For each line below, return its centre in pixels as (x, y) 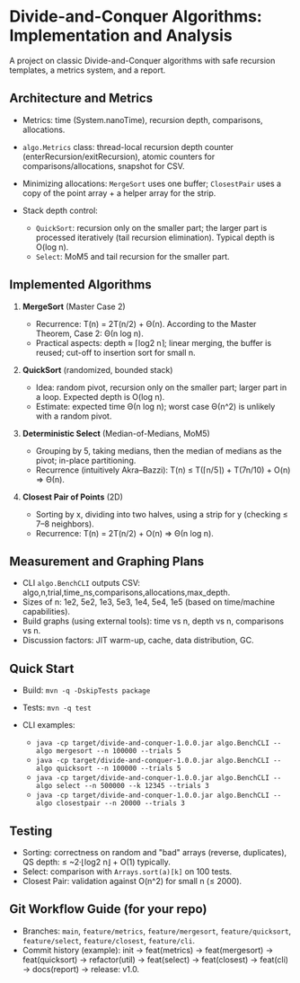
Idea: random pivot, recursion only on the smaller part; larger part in (161, 387)
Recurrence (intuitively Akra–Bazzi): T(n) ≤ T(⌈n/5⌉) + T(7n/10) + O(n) (163, 470)
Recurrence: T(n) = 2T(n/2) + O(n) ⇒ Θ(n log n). (124, 533)
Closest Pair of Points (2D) (73, 497)
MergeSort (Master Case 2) (74, 306)
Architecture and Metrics (81, 98)
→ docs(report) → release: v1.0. (81, 969)
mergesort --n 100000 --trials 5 (119, 751)
